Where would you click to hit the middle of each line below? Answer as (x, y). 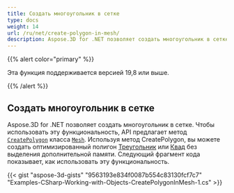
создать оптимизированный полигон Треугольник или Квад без (102, 146)
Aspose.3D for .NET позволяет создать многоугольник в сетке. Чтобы (111, 124)
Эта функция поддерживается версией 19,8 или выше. (88, 73)
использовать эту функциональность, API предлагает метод (97, 132)
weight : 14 (23, 26)
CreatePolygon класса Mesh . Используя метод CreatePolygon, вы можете (114, 139)
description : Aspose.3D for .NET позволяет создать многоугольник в (109, 40)
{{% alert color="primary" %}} (51, 59)
